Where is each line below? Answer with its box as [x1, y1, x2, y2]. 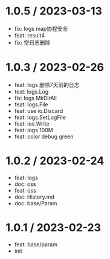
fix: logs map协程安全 [14, 25, 68, 32]
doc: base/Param [14, 199, 58, 206]
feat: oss [14, 187, 37, 194]
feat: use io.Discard [14, 107, 63, 114]
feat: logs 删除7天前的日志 [14, 81, 80, 88]
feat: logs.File [14, 101, 49, 108]
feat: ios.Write [14, 120, 50, 127]
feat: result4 [14, 31, 45, 39]
